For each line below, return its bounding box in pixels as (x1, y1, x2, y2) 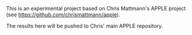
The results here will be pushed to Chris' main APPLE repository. (6, 23, 164, 29)
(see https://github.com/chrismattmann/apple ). (6, 11, 121, 18)
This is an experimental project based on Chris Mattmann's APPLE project (6, 5, 186, 12)
